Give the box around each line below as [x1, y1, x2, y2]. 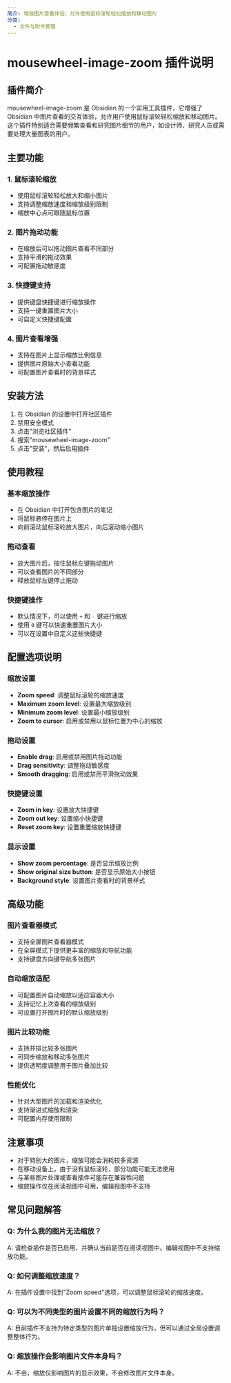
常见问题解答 [7, 1204, 62, 1216]
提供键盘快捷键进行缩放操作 [17, 297, 97, 306]
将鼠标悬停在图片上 [17, 515, 72, 523]
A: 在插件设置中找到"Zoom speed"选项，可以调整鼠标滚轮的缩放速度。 [7, 1288, 208, 1296]
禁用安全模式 [17, 418, 54, 426]
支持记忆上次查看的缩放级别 [17, 999, 97, 1008]
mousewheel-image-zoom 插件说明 [7, 54, 214, 70]
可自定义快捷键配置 [17, 315, 72, 323]
